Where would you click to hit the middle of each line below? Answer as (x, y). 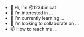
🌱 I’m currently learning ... (37, 18)
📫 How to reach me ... (34, 29)
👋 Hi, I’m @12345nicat (33, 8)
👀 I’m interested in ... (32, 13)
